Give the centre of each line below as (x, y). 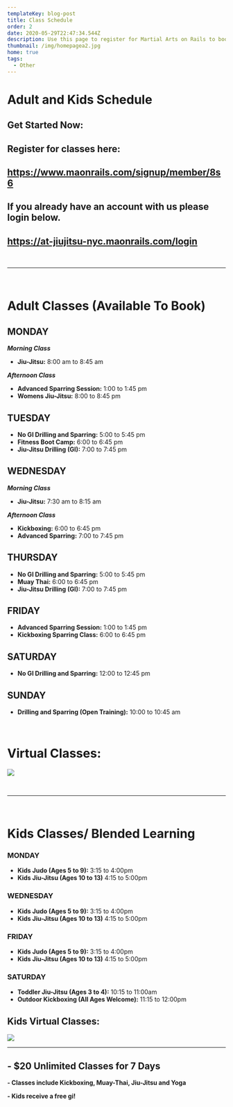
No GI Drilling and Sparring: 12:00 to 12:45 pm (84, 674)
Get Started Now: (45, 125)
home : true (23, 53)
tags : (15, 59)
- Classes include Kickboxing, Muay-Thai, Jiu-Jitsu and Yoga (97, 1083)
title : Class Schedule (40, 20)
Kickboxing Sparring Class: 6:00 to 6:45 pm (81, 635)
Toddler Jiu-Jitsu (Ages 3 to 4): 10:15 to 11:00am (87, 992)
